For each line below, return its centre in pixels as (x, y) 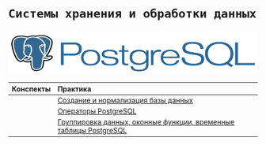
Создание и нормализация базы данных (125, 100)
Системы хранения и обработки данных (133, 14)
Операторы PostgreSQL (97, 111)
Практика (74, 89)
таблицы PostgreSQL (92, 131)
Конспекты (31, 89)
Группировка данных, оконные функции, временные (146, 122)
